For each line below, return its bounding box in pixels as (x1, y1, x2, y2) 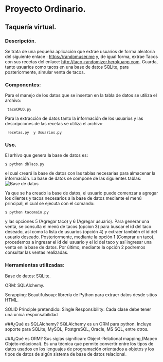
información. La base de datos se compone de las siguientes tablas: (5, 175, 142, 181)
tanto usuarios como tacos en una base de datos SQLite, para (5, 64, 129, 70)
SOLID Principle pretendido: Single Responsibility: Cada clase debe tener (5, 306, 151, 312)
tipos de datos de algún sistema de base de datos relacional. (5, 351, 127, 357)
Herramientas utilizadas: (5, 262, 65, 268)
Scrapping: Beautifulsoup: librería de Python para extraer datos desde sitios (5, 291, 157, 298)
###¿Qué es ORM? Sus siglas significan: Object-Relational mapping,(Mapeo (5, 335, 158, 342)
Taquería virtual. (5, 23, 56, 31)
